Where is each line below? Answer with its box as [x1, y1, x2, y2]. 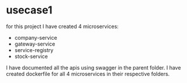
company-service [14, 34, 57, 41]
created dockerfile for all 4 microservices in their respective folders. [6, 70, 170, 77]
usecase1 [6, 4, 53, 17]
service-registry [14, 46, 54, 53]
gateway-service [14, 40, 56, 47]
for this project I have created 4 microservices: [6, 23, 119, 30]
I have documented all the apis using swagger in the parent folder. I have [6, 64, 181, 71]
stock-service [14, 53, 48, 60]
